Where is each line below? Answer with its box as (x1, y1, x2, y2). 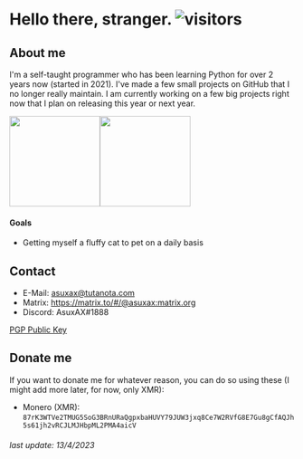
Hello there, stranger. (9, 9, 172, 30)
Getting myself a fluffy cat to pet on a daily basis (22, 237, 204, 248)
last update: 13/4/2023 (9, 440, 95, 451)
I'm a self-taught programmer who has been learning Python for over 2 (9, 69, 274, 80)
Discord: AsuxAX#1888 (22, 307, 109, 318)
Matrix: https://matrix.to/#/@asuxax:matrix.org (22, 297, 196, 308)
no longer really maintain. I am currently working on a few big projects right (9, 89, 289, 99)
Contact (9, 263, 56, 279)
